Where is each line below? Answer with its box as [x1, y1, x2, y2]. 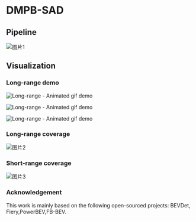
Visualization [6, 61, 56, 71]
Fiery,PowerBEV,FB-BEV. [6, 208, 67, 215]
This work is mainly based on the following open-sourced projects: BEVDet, [6, 201, 191, 209]
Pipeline [6, 27, 37, 37]
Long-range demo [6, 79, 59, 87]
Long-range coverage [6, 129, 70, 138]
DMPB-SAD [6, 4, 64, 17]
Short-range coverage [6, 159, 72, 167]
